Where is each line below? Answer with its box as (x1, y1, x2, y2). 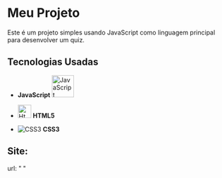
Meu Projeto (7, 5, 80, 21)
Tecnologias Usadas (7, 56, 99, 68)
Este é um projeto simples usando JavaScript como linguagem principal (7, 28, 216, 37)
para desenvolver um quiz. (7, 35, 85, 44)
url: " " (7, 164, 27, 172)
